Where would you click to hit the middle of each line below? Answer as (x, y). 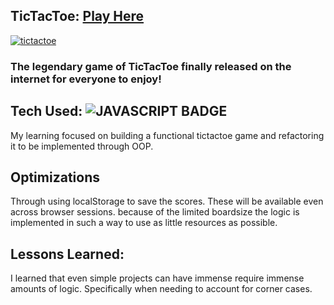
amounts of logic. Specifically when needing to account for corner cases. (161, 289)
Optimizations (55, 177)
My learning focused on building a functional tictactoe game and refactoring (167, 135)
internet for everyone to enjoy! (86, 79)
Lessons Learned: (67, 254)
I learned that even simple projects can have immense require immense (157, 278)
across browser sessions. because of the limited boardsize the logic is (155, 212)
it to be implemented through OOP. (82, 146)
